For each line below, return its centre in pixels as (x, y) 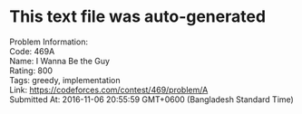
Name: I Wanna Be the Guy (60, 61)
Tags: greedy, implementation (65, 80)
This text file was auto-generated (137, 17)
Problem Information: (49, 42)
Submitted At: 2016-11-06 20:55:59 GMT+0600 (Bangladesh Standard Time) (152, 99)
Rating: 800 (31, 71)
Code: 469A (32, 51)
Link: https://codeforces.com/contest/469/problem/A (109, 90)
